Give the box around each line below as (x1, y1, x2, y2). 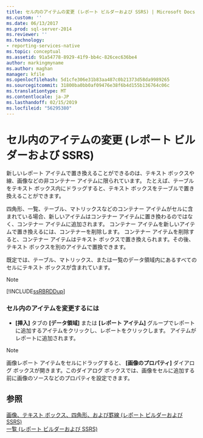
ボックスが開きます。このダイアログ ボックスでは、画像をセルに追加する (13, 366, 195, 374)
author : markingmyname (6, 60, 64, 66)
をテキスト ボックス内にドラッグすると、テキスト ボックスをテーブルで (6, 185, 184, 192)
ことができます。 (22, 192, 65, 200)
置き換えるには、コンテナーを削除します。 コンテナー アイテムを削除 (16, 228, 190, 235)
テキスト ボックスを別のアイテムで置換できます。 (6, 243, 129, 251)
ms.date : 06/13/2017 (6, 20, 59, 26)
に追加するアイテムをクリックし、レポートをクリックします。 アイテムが (15, 327, 196, 334)
